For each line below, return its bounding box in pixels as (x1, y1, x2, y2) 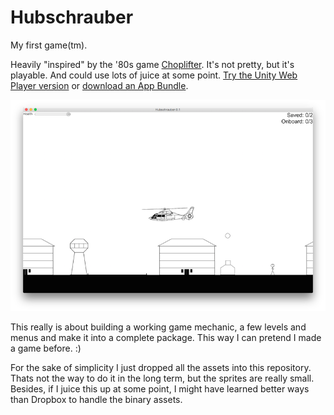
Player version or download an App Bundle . (10, 79, 189, 91)
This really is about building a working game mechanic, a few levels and (10, 321, 307, 333)
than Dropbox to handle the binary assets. (10, 394, 183, 406)
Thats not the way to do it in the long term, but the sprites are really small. (10, 372, 315, 385)
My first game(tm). (10, 39, 88, 51)
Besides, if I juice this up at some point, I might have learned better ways (10, 383, 310, 395)
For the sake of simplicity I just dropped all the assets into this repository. (10, 362, 312, 374)
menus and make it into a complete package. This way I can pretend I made (10, 332, 322, 344)
